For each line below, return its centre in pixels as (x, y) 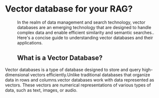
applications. (30, 42)
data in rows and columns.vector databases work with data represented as (79, 80)
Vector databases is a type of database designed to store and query (73, 70)
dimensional (17, 75)
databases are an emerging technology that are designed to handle (84, 27)
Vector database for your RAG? (69, 9)
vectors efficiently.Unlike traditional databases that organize (90, 75)
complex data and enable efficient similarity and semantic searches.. (86, 32)
